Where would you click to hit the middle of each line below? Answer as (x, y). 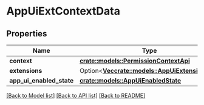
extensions (26, 71)
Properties (27, 34)
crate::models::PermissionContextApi (135, 61)
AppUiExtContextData (63, 11)
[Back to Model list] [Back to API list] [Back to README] (76, 96)
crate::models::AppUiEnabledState (130, 80)
